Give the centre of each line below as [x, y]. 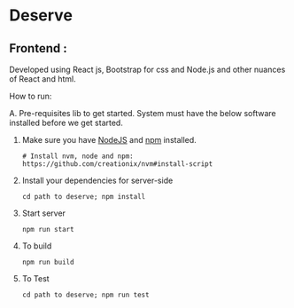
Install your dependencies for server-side [97, 180]
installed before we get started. [66, 122]
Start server [44, 213]
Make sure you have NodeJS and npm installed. [109, 140]
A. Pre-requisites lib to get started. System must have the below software [143, 113]
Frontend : [39, 48]
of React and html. [43, 79]
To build [37, 246]
